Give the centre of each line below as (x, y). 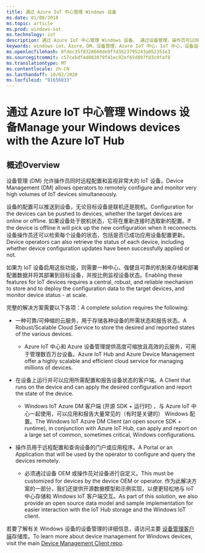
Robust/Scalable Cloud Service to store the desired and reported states (105, 328)
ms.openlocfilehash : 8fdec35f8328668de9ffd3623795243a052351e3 (88, 52)
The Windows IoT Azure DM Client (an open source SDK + (108, 422)
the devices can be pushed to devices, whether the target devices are (94, 214)
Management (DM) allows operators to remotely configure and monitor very (102, 188)
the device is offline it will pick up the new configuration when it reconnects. (102, 228)
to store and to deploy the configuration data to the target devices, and (95, 288)
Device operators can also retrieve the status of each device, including (95, 242)
